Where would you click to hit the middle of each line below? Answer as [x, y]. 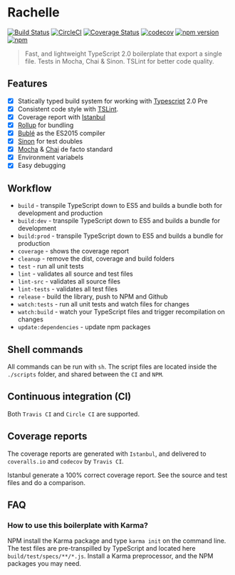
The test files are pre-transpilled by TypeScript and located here [101, 549]
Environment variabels [51, 157]
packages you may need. [45, 564]
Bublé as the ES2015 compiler [61, 133]
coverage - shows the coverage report [73, 251]
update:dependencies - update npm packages [84, 327]
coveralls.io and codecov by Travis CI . [66, 461]
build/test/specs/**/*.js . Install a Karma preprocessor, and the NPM [110, 556]
